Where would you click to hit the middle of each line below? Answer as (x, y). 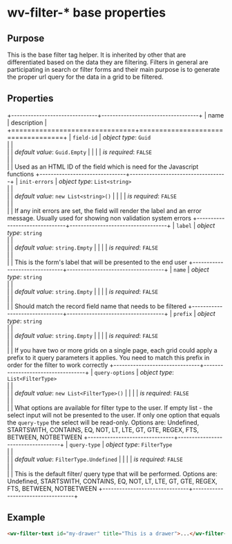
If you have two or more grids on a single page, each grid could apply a (116, 350)
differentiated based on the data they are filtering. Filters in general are (108, 62)
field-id (85, 138)
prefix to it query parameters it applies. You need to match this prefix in (108, 357)
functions (21, 173)
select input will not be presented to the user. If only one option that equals (114, 415)
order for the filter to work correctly (58, 365)
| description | (27, 122)
